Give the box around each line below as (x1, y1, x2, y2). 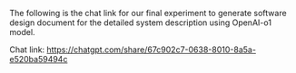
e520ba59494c (9, 54, 68, 64)
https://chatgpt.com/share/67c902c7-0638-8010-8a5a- (46, 44, 257, 55)
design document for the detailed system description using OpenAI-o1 (9, 17, 272, 28)
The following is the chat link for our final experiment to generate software (9, 8, 288, 18)
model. (9, 27, 35, 37)
